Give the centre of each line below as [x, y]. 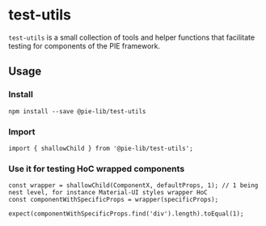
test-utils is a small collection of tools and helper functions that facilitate [132, 37]
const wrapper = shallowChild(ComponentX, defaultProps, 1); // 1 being [133, 185]
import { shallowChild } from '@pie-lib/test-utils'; [101, 148]
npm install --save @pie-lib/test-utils [78, 111]
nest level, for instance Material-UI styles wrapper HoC [108, 193]
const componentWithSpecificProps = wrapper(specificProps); [114, 200]
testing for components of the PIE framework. [84, 45]
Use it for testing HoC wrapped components [97, 168]
